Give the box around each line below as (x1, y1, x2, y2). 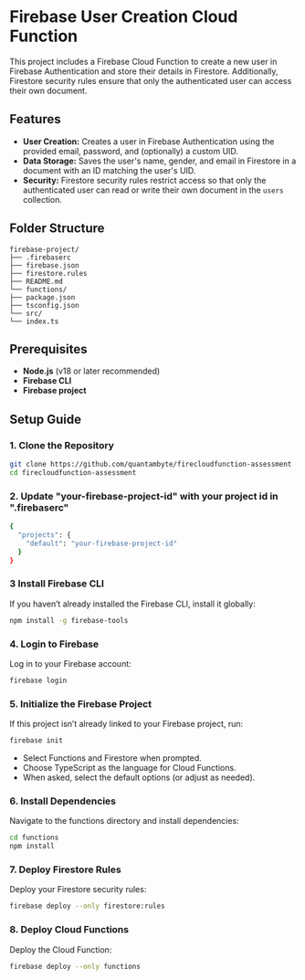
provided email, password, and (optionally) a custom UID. (22, 145, 239, 156)
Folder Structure (9, 221, 105, 237)
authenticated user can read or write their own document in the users (22, 184, 284, 195)
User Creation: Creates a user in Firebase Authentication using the (22, 135, 275, 147)
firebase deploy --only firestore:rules (9, 901, 166, 911)
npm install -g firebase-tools (9, 616, 129, 625)
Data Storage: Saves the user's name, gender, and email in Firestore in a (22, 155, 297, 166)
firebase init (9, 736, 64, 745)
